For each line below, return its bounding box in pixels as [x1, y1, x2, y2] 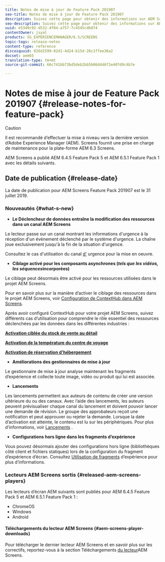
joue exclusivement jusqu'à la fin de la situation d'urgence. [5, 241, 124, 247]
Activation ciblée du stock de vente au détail [5, 330, 98, 336]
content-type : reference [5, 44, 56, 49]
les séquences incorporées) [12, 266, 70, 272]
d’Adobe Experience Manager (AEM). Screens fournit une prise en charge [5, 140, 154, 146]
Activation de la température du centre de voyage [5, 340, 109, 346]
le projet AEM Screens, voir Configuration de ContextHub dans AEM [5, 296, 143, 301]
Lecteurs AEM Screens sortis [5, 472, 76, 479]
